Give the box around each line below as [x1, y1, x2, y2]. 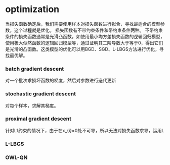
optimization [5, 4, 60, 15]
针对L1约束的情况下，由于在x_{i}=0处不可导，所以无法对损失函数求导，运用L [5, 127, 164, 133]
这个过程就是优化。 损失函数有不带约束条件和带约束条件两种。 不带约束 [14, 27, 163, 33]
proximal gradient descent [5, 115, 72, 122]
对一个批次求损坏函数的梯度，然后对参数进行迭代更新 [5, 77, 116, 84]
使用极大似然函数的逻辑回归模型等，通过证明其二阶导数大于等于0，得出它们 [5, 39, 163, 46]
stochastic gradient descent [5, 90, 76, 97]
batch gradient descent [5, 65, 64, 72]
